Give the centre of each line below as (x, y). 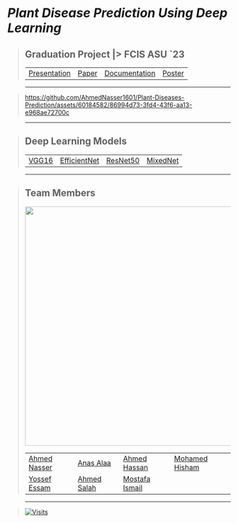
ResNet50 (123, 160)
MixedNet (163, 160)
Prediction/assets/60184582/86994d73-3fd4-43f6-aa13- (108, 105)
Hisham (187, 467)
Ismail (133, 488)
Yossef (40, 478)
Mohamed (191, 459)
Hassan (136, 467)
